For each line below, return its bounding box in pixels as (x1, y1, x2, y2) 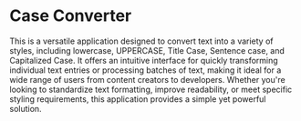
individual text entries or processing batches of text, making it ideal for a (9, 65, 282, 76)
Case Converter (9, 5, 132, 26)
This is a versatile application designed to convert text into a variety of (9, 35, 274, 46)
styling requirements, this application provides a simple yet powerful (9, 93, 266, 105)
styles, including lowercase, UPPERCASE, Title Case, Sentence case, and (9, 45, 285, 55)
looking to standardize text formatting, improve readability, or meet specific (9, 84, 293, 95)
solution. (9, 103, 43, 114)
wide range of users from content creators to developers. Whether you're (9, 74, 285, 85)
